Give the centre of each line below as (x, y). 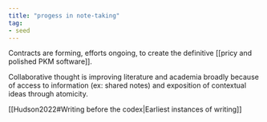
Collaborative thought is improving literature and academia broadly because (133, 77)
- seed (19, 30)
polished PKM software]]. (50, 61)
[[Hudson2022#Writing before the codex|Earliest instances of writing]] (125, 109)
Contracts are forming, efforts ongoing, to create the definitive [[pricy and (130, 53)
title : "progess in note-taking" (64, 16)
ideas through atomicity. (48, 94)
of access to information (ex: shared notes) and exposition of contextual (127, 85)
